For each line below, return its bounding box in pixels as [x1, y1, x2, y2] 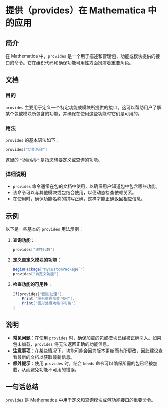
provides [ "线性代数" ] [12, 247, 55, 252]
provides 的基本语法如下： [5, 137, 61, 143]
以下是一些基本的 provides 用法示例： [5, 226, 84, 232]
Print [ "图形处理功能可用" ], [22, 296, 75, 301]
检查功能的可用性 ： [12, 281, 53, 287]
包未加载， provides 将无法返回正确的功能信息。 [12, 341, 112, 347]
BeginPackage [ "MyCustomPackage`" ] [12, 267, 85, 272]
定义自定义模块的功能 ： [12, 257, 62, 263]
